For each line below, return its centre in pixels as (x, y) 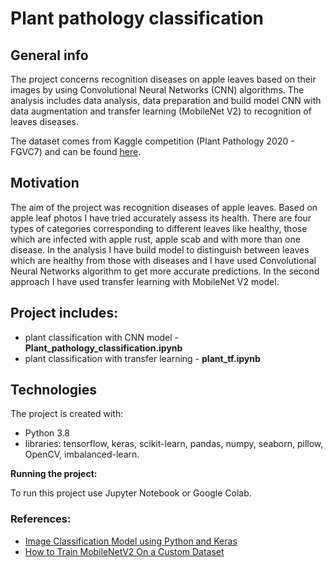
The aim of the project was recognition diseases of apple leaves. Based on (164, 207)
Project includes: (64, 313)
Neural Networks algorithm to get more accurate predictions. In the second (165, 271)
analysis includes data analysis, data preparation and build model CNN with (166, 100)
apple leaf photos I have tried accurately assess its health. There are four (161, 218)
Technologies (54, 390)
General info (49, 55)
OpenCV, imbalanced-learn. (82, 454)
